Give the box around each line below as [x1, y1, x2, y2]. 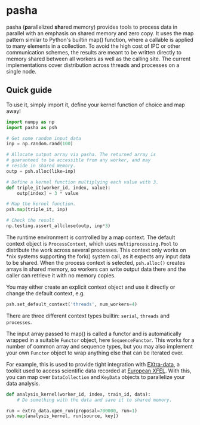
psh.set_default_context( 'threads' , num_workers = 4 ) [6, 301, 137, 307]
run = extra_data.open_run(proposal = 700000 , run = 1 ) [6, 408, 137, 414]
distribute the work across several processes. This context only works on [6, 246, 186, 253]
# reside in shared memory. [6, 163, 76, 169]
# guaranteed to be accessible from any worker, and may [6, 157, 151, 163]
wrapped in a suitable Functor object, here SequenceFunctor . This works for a [6, 336, 195, 344]
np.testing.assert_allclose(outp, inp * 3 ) [6, 223, 111, 229]
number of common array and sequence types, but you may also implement [6, 343, 193, 350]
